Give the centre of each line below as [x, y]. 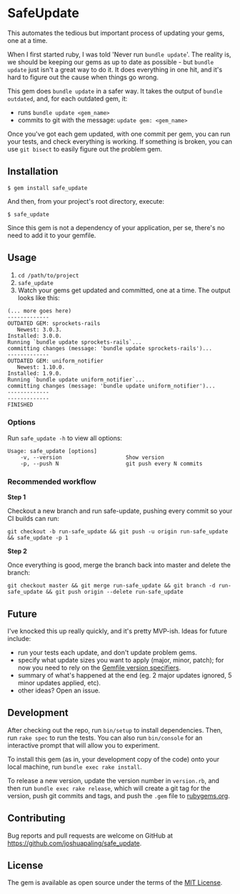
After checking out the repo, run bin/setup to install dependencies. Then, [115, 730]
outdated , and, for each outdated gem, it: [67, 99]
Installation [33, 172]
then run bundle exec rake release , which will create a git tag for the [109, 788]
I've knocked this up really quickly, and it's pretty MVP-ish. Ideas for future [117, 631]
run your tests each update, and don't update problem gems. [107, 652]
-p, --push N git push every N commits [111, 463]
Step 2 [17, 551]
